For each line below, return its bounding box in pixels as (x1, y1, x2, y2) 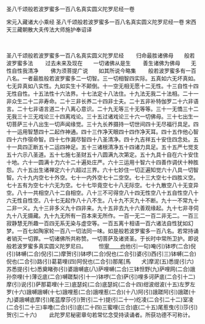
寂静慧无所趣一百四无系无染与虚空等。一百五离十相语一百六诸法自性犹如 (6, 220, 188, 227)
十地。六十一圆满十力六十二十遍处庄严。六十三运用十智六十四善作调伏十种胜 (6, 159, 199, 166)
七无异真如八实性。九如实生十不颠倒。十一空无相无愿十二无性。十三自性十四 (6, 82, 199, 90)
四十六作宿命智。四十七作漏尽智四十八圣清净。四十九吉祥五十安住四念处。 (6, 136, 193, 143)
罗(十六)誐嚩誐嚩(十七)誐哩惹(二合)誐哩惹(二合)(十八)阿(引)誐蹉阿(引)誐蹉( (6, 289, 191, 295)
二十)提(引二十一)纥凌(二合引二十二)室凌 (92, 296, 194, 303)
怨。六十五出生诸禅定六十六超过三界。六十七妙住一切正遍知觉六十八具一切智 (6, 167, 199, 173)
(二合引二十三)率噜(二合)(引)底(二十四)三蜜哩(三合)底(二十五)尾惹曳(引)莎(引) (6, 304, 198, 311)
